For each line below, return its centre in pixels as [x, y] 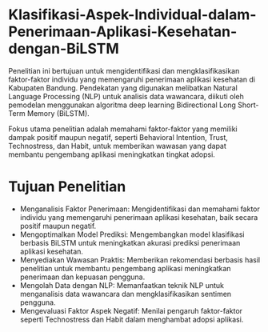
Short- [248, 105]
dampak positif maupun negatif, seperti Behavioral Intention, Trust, [118, 137]
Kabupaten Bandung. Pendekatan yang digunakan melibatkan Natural [123, 88]
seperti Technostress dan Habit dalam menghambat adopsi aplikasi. [132, 319]
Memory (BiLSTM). [58, 113]
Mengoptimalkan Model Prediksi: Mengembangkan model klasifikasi [132, 234]
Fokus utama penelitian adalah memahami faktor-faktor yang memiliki [123, 129]
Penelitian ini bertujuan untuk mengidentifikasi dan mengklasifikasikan [124, 70]
